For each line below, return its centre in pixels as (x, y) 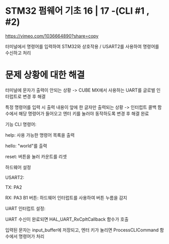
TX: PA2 (14, 187)
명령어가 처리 (31, 236)
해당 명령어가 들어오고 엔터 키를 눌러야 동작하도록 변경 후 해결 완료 (84, 113)
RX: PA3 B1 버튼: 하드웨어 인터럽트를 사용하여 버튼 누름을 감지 (66, 197)
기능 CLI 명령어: (21, 124)
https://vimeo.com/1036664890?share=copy (52, 36)
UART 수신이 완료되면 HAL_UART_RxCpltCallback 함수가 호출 (67, 219)
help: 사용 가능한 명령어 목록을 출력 (40, 135)
